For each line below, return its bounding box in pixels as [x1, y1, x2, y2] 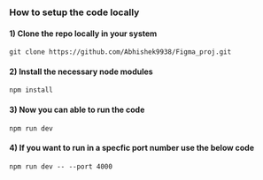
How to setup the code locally [9, 6, 140, 19]
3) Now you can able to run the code [9, 104, 145, 115]
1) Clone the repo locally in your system [9, 28, 158, 39]
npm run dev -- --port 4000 [9, 161, 113, 171]
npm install [9, 86, 53, 94]
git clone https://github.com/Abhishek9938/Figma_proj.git [9, 48, 232, 56]
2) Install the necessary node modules [9, 66, 153, 77]
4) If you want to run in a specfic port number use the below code [9, 143, 255, 154]
